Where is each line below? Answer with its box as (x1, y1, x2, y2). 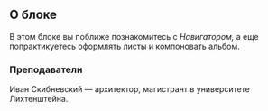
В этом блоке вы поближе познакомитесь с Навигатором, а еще (9, 31, 259, 42)
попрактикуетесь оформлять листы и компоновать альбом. (9, 41, 241, 51)
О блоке (9, 7, 57, 23)
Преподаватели (9, 63, 83, 76)
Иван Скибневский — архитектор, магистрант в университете (9, 84, 250, 95)
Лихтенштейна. (9, 94, 69, 105)
